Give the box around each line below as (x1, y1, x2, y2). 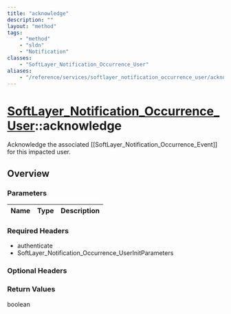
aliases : (7, 67, 32, 74)
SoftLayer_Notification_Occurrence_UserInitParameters (16, 249, 174, 257)
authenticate (16, 241, 53, 250)
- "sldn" (19, 42, 45, 49)
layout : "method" (7, 23, 57, 29)
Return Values (7, 285, 56, 294)
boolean (7, 300, 31, 309)
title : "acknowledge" (7, 10, 69, 17)
